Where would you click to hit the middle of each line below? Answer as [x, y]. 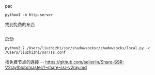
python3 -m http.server [29, 15]
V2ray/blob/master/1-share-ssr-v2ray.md [46, 67]
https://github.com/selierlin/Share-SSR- [85, 62]
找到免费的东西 [20, 24]
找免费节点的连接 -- [25, 62]
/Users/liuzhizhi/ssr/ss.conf [36, 52]
